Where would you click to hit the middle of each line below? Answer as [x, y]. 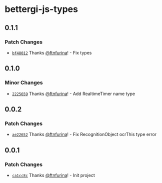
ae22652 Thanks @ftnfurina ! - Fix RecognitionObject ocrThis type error [84, 134]
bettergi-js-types [41, 9]
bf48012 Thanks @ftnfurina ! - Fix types [52, 52]
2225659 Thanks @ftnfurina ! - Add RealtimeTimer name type [73, 93]
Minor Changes [24, 82]
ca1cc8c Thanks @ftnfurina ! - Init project [53, 175]
